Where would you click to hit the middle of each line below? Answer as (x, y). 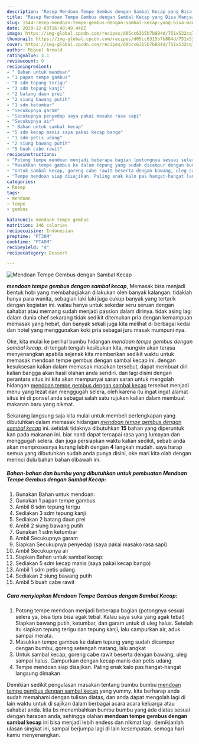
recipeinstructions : (32, 154)
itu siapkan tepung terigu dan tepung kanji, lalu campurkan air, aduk (98, 629)
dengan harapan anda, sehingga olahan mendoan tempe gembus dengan (97, 716)
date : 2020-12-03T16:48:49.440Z (46, 28)
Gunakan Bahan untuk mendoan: (55, 494)
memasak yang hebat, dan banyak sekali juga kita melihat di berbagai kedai (99, 324)
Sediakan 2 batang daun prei (50, 520)
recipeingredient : (29, 66)
